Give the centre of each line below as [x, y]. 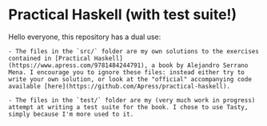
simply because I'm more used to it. [71, 114]
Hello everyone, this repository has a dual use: [85, 37]
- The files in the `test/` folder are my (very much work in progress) [132, 100]
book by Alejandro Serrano [203, 65]
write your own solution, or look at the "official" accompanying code [130, 79]
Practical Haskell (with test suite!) [123, 15]
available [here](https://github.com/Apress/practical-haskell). [119, 86]
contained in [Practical [50, 58]
